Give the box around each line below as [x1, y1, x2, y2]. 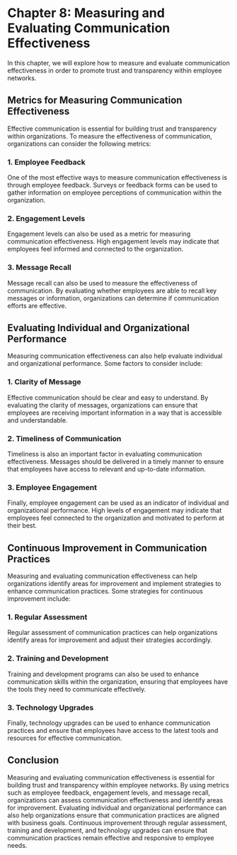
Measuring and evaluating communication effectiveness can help [7, 572, 198, 580]
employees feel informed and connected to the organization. [7, 245, 184, 254]
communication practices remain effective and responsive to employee [7, 833, 214, 842]
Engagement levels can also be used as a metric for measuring [7, 229, 191, 239]
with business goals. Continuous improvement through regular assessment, [7, 818, 228, 827]
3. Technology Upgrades [7, 702, 94, 712]
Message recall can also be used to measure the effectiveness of [7, 278, 198, 287]
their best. [7, 521, 37, 530]
